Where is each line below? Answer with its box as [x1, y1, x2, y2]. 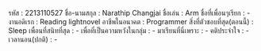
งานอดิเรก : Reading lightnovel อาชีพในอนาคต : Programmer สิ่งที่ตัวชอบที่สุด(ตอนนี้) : [8, 17, 254, 26]
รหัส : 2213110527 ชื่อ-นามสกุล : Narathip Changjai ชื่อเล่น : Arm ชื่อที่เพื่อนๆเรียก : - [8, 9, 251, 17]
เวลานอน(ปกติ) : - [8, 35, 58, 44]
